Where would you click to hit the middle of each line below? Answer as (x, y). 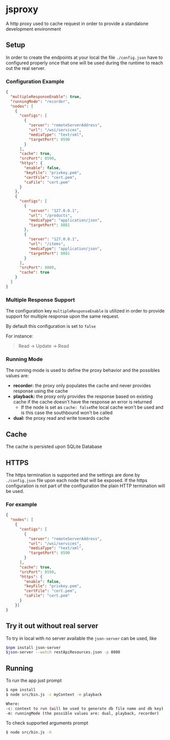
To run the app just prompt (34, 681)
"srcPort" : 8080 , (38, 268)
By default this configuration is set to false (51, 326)
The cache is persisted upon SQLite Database (54, 447)
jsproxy (22, 9)
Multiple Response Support (41, 300)
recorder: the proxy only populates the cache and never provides (82, 386)
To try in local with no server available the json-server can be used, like (81, 638)
